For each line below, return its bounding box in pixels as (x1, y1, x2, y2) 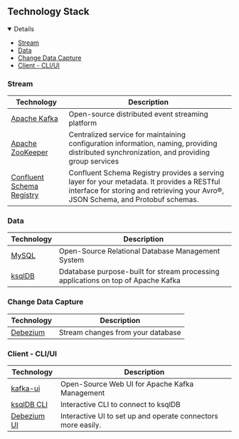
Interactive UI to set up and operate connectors (60, 411, 218, 421)
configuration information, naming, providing (68, 139, 218, 149)
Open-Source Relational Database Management (59, 246, 221, 256)
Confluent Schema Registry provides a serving (68, 168, 224, 178)
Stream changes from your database (59, 327, 181, 337)
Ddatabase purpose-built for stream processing (59, 267, 220, 277)
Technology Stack (7, 6, 90, 18)
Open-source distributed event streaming (68, 110, 208, 120)
